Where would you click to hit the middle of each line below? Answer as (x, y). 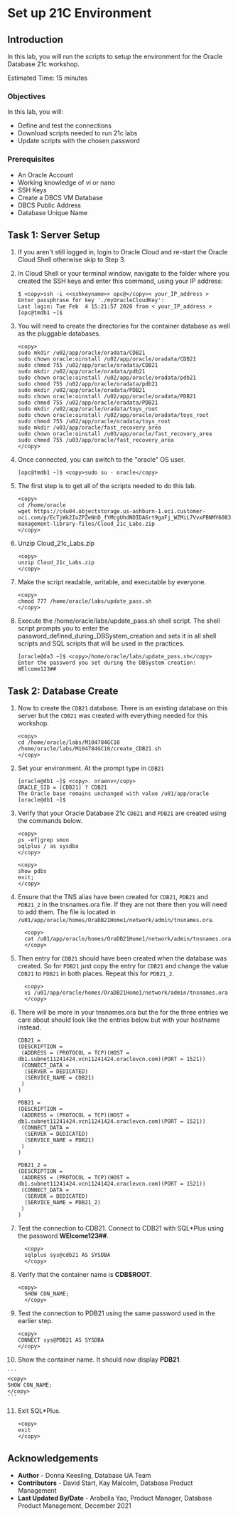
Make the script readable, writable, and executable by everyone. (112, 582)
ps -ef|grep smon (43, 840)
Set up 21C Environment (80, 13)
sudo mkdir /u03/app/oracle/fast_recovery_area (89, 428)
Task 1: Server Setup (54, 235)
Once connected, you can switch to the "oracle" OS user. (101, 460)
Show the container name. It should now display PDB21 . (99, 1360)
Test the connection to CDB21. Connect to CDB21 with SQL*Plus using (120, 1228)
